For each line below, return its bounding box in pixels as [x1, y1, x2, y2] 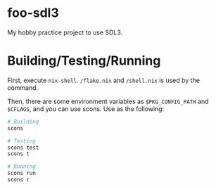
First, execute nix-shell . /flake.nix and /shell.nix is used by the [7, 76, 201, 84]
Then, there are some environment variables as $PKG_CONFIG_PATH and [7, 97, 209, 105]
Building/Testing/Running [7, 53, 161, 69]
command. [7, 83, 39, 92]
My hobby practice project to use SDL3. [7, 28, 123, 37]
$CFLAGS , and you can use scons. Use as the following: [7, 104, 165, 113]
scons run [7, 170, 37, 177]
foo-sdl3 [7, 5, 59, 21]
